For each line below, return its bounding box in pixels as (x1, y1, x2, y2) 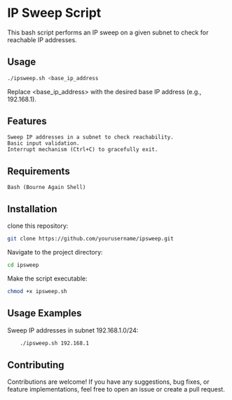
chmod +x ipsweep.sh (7, 288, 68, 295)
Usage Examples (7, 307, 82, 319)
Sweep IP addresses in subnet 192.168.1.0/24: (7, 325, 139, 335)
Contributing (7, 359, 64, 370)
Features (7, 115, 47, 127)
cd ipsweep (7, 262, 39, 269)
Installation (7, 202, 57, 215)
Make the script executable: (7, 274, 88, 283)
